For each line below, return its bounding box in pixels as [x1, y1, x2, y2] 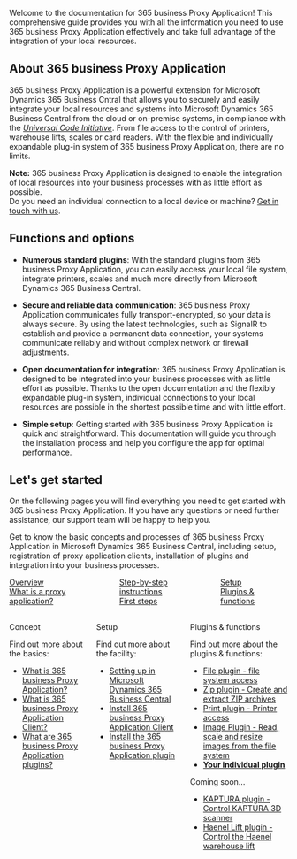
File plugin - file [202, 665, 261, 676]
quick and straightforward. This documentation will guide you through [21, 428, 277, 439]
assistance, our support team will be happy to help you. [9, 515, 211, 525]
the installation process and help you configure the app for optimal [21, 437, 265, 448]
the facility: [95, 648, 137, 659]
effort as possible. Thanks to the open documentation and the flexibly [21, 382, 276, 393]
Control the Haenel [202, 832, 272, 842]
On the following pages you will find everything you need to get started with [9, 495, 286, 507]
